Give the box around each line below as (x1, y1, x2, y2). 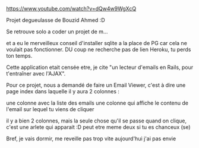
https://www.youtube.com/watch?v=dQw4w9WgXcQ (6, 5, 137, 12)
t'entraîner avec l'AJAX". (6, 70, 66, 77)
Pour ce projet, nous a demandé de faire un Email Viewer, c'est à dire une (6, 81, 186, 89)
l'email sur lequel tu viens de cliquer (6, 106, 94, 112)
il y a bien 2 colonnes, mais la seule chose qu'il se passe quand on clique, (6, 117, 187, 124)
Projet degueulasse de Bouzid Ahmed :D (6, 17, 105, 23)
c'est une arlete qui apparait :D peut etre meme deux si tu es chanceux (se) (6, 124, 191, 130)
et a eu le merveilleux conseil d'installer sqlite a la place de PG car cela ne (6, 40, 187, 46)
